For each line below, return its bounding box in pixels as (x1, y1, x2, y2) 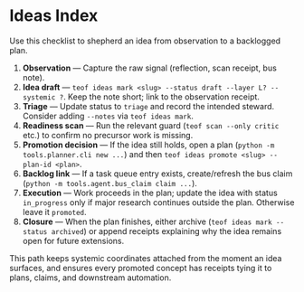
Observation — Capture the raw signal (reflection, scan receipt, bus (22, 62, 278, 73)
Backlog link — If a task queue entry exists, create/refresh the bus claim (22, 168, 293, 179)
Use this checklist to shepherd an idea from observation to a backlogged (9, 35, 281, 46)
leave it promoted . (22, 206, 88, 217)
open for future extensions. (22, 235, 125, 246)
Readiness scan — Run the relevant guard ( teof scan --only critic (22, 119, 280, 131)
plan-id (22, 160, 52, 169)
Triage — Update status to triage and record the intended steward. (22, 100, 275, 111)
